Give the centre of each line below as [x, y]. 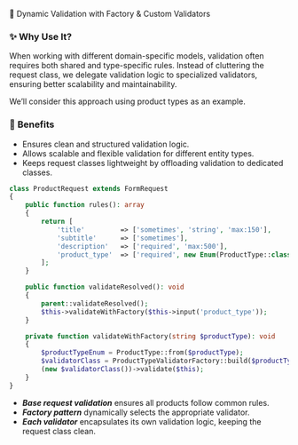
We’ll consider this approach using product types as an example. [127, 101]
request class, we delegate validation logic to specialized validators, [133, 75]
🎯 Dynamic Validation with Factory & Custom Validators [110, 14]
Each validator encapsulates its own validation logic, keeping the [141, 421]
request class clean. [59, 431]
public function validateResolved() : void [105, 287]
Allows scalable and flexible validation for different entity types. [138, 153]
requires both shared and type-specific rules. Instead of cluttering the [137, 66]
